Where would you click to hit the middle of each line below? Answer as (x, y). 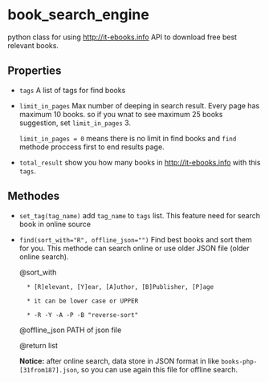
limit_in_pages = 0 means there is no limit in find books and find (128, 138)
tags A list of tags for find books (72, 90)
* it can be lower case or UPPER (83, 301)
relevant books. (33, 45)
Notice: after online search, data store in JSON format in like (119, 361)
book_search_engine (78, 15)
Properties (35, 71)
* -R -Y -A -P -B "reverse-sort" (83, 315)
